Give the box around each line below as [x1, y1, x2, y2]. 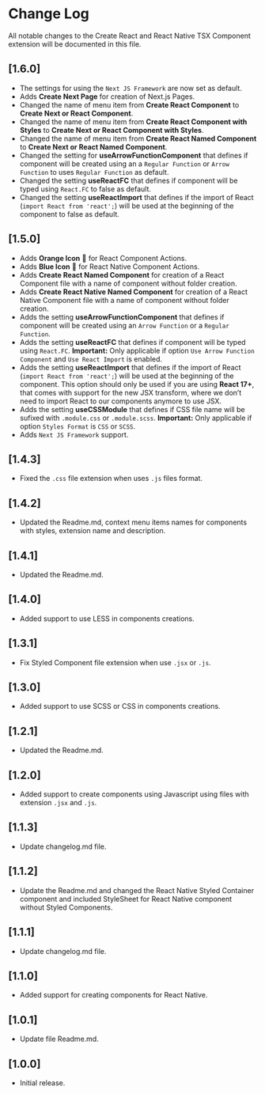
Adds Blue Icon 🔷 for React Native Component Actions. [19, 262, 200, 271]
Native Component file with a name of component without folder [19, 295, 229, 305]
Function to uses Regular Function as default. [19, 167, 169, 176]
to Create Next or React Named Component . [19, 142, 168, 151]
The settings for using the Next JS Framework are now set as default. [19, 83, 243, 93]
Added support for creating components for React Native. [19, 990, 208, 1000]
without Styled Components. [19, 903, 113, 912]
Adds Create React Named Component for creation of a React [19, 270, 225, 279]
